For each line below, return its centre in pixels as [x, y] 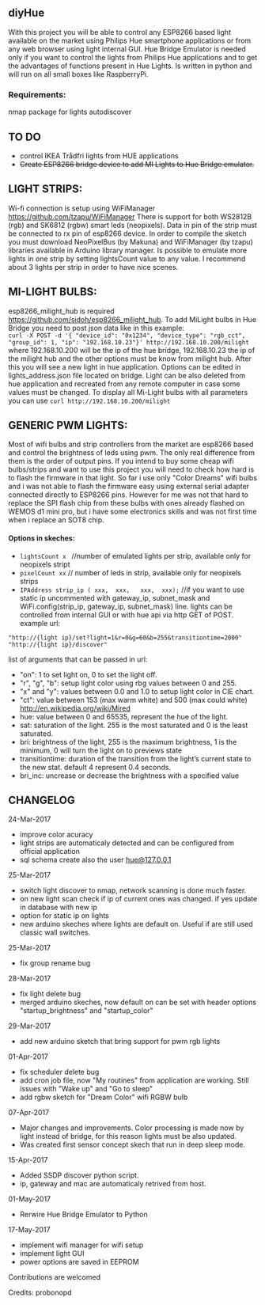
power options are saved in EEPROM [79, 1262]
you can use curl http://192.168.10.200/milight [89, 400]
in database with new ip [58, 907]
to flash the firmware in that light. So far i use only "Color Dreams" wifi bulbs [133, 478]
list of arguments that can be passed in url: [78, 659]
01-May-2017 [30, 1199]
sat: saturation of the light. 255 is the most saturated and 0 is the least [134, 725]
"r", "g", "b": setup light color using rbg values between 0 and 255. [128, 683]
